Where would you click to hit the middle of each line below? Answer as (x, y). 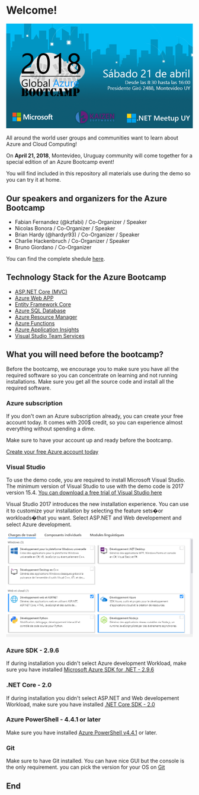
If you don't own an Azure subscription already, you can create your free (95, 416)
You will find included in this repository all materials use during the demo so (98, 173)
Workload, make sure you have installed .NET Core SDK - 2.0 (81, 704)
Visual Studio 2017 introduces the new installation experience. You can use (97, 504)
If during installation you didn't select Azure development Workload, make (96, 663)
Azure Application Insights (47, 330)
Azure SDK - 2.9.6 (33, 650)
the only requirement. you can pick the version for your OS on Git (86, 767)
